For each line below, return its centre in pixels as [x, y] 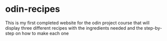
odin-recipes [33, 9]
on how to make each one [42, 33]
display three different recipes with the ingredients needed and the [74, 28]
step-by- [153, 28]
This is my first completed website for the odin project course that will [77, 23]
